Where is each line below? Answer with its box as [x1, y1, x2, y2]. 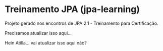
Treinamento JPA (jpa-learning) [5, 4, 140, 15]
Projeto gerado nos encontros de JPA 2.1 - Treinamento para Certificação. [5, 20, 158, 26]
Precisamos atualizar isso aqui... [5, 30, 72, 36]
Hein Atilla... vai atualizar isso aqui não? [5, 39, 87, 46]
